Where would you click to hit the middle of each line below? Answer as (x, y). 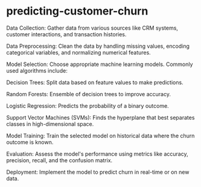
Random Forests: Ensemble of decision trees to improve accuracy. (88, 94)
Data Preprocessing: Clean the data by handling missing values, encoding (98, 46)
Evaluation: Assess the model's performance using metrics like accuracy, (97, 154)
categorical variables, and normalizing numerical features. (78, 52)
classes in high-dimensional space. (50, 124)
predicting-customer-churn (77, 11)
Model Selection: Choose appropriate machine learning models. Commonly (100, 64)
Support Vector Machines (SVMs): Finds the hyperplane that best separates (101, 117)
